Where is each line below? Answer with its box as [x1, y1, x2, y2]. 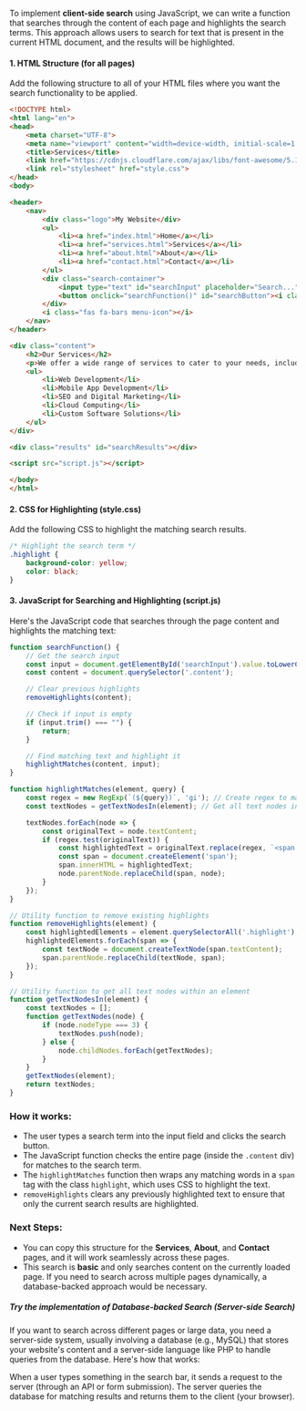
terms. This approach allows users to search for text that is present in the [9, 27, 284, 37]
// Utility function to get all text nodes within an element [9, 986, 250, 996]
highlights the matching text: [9, 624, 117, 636]
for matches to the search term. [22, 1159, 142, 1170]
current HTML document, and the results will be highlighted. [9, 36, 235, 47]
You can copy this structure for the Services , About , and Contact [22, 1241, 270, 1252]
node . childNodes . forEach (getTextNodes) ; [57, 1045, 214, 1056]
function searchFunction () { [9, 643, 120, 652]
